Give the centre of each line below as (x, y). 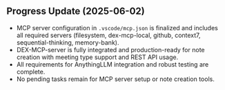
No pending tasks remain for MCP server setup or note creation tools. (115, 79)
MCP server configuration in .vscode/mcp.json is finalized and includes (117, 27)
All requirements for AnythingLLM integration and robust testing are (112, 64)
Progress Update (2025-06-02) (76, 11)
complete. (31, 71)
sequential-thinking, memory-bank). (68, 42)
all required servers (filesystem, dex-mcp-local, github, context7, (108, 35)
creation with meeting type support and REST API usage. (97, 57)
